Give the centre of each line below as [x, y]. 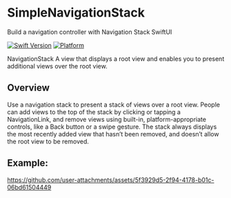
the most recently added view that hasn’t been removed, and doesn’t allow [113, 134]
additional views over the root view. [58, 66]
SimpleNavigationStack [76, 13]
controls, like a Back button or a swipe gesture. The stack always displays [112, 127]
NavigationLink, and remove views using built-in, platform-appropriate [107, 119]
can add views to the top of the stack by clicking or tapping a [94, 111]
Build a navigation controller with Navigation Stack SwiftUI [90, 32]
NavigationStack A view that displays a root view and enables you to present [116, 58]
